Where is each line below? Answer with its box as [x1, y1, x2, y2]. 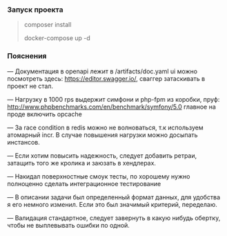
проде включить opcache [7, 109, 83, 118]
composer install [23, 21, 72, 29]
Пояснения [7, 51, 47, 61]
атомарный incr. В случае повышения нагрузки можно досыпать [7, 130, 198, 139]
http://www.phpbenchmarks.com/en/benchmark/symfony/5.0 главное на [7, 102, 216, 111]
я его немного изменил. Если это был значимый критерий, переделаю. [7, 200, 217, 208]
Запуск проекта [7, 5, 63, 15]
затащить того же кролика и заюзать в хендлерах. [7, 158, 157, 167]
